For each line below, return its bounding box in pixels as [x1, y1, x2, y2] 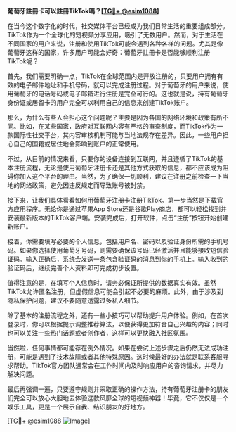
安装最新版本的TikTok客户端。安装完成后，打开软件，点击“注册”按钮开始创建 [7, 214, 229, 222]
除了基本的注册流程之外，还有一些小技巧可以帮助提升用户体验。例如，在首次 [7, 311, 229, 319]
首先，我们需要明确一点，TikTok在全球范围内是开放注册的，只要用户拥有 [7, 72, 218, 80]
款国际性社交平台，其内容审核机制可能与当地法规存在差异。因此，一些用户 [7, 131, 223, 139]
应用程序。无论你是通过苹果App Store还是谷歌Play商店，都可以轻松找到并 [13, 205, 227, 213]
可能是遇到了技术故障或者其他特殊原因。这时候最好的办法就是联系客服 [19, 352, 223, 361]
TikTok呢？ [7, 57, 39, 65]
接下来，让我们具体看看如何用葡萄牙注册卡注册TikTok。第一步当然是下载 [7, 196, 218, 204]
